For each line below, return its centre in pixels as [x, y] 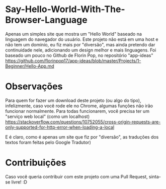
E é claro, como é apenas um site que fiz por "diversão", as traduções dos [82, 137]
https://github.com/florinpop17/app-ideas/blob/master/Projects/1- [73, 60]
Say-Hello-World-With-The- [65, 9]
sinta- [155, 176]
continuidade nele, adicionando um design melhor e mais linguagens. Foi [81, 50]
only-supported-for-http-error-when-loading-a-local [60, 127]
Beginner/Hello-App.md [30, 66]
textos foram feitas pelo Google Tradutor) [48, 142]
